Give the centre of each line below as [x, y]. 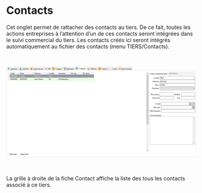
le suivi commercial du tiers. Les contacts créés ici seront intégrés [88, 40]
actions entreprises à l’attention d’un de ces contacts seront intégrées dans [99, 33]
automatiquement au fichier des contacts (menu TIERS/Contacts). [88, 46]
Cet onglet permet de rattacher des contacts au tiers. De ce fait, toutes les [99, 27]
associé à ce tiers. [29, 185]
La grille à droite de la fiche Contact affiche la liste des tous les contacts [96, 179]
